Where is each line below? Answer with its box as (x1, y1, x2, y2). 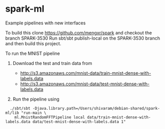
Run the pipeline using (12, 96, 60, 102)
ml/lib (5, 110, 19, 115)
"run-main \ (21, 110, 47, 115)
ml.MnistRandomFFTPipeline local (14, 115, 85, 120)
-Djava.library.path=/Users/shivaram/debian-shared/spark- (32, 106, 160, 111)
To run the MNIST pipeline (5, 50, 60, 56)
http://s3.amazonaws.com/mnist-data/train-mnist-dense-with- (20, 70, 151, 76)
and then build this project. (5, 40, 61, 46)
